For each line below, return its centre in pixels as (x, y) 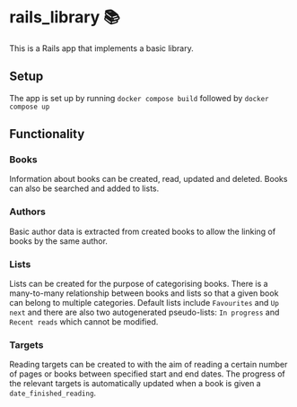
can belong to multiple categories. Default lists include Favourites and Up (144, 303)
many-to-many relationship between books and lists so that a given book (144, 293)
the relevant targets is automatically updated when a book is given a (135, 384)
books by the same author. (58, 241)
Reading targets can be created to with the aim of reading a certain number (148, 365)
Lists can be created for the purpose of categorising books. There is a (139, 284)
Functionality (47, 134)
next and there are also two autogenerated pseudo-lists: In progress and (144, 312)
